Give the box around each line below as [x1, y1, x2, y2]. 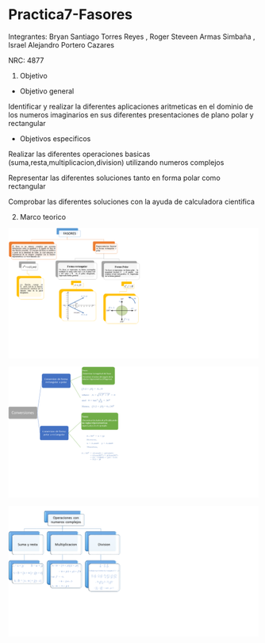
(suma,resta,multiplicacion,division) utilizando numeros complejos [8, 157, 225, 167]
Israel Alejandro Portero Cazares [8, 40, 115, 49]
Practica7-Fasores [8, 6, 133, 24]
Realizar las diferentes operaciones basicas [8, 149, 151, 159]
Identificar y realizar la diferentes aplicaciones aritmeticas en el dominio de [8, 101, 254, 111]
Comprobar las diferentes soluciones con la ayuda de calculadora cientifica [8, 197, 255, 206]
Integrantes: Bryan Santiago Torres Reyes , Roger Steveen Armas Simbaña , [8, 32, 255, 41]
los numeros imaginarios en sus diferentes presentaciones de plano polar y [8, 109, 254, 120]
